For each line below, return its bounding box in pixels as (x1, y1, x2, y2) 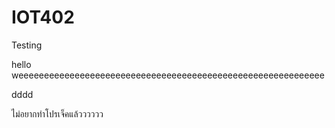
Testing (11, 39, 43, 51)
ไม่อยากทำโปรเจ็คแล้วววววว (11, 107, 104, 120)
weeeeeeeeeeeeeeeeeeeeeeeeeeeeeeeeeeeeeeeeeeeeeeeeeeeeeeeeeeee (11, 69, 325, 81)
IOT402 (11, 6, 75, 29)
